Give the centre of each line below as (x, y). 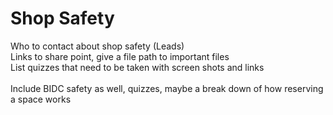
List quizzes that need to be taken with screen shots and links (137, 67)
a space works (41, 99)
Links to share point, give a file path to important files (120, 56)
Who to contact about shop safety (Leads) (97, 46)
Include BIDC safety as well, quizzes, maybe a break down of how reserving (167, 88)
